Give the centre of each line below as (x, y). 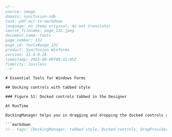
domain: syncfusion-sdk (31, 16)
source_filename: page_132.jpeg (40, 31)
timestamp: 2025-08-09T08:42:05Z (41, 59)
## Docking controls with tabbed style (48, 87)
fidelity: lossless (26, 64)
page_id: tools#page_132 (32, 45)
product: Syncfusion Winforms (38, 50)
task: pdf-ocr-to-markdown (34, 21)
